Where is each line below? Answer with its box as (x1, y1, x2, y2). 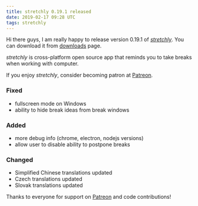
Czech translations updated (14, 176, 82, 183)
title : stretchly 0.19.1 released (6, 8, 92, 15)
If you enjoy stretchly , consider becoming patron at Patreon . (6, 72, 153, 79)
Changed (6, 156, 34, 164)
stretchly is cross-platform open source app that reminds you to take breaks (6, 54, 192, 61)
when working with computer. (6, 60, 79, 67)
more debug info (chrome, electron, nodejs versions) (14, 134, 144, 141)
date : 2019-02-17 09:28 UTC (6, 14, 76, 20)
